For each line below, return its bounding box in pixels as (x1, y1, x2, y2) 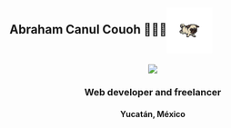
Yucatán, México (119, 108, 186, 119)
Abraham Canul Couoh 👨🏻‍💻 (9, 22, 168, 37)
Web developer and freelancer (84, 85, 222, 98)
